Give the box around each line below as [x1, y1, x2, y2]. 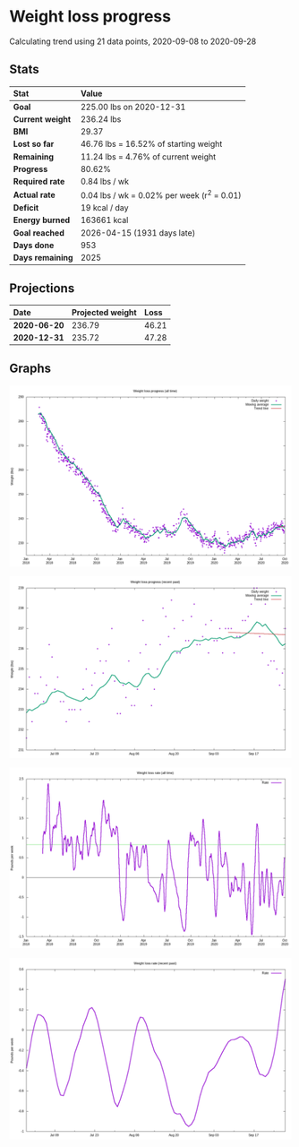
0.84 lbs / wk [80, 177, 130, 186]
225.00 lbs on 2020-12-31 [80, 101, 186, 112]
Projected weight [71, 306, 137, 317]
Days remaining [13, 253, 73, 263]
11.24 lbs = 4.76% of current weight [80, 151, 217, 162]
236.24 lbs [80, 114, 122, 125]
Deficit [13, 203, 39, 213]
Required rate [13, 177, 65, 186]
